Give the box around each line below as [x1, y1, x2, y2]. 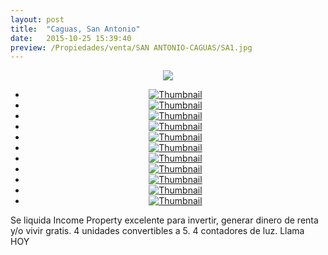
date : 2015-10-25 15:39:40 [10, 33, 132, 43]
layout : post [10, 14, 65, 25]
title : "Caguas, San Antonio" [10, 24, 141, 34]
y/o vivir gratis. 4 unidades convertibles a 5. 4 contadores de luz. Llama [10, 225, 305, 237]
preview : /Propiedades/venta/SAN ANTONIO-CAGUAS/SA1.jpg [10, 42, 253, 53]
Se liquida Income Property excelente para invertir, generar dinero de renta [10, 214, 319, 226]
